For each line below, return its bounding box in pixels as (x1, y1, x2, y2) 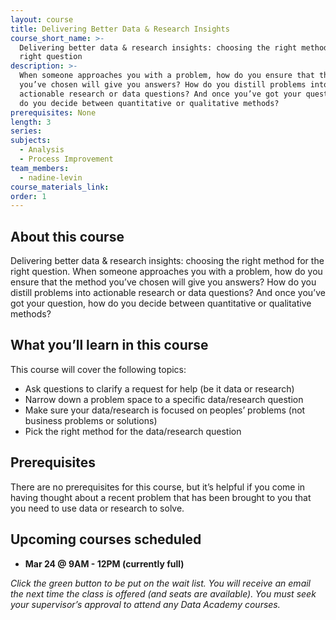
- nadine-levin (19, 172, 83, 183)
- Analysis (19, 145, 65, 155)
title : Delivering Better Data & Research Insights (10, 24, 230, 34)
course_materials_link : (10, 182, 110, 192)
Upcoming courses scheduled (10, 531, 202, 548)
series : (10, 126, 43, 136)
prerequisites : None (10, 107, 97, 118)
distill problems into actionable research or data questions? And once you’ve (10, 287, 326, 299)
